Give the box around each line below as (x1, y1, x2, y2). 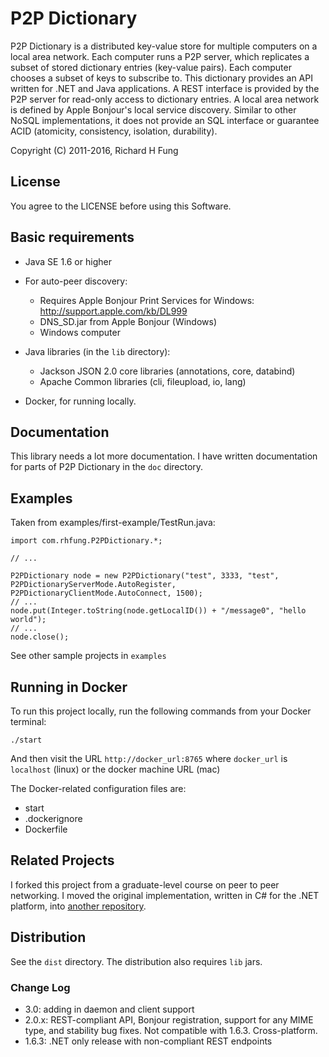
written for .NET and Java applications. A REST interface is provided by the (10, 82, 320, 94)
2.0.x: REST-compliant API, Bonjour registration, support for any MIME (24, 1013, 314, 1026)
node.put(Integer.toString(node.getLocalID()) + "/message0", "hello (10, 606, 307, 616)
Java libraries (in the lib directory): (24, 345, 171, 357)
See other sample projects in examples (10, 650, 167, 662)
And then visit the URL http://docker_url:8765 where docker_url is (10, 753, 288, 764)
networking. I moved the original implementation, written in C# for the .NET (10, 889, 320, 901)
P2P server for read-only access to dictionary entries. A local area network (10, 93, 320, 105)
